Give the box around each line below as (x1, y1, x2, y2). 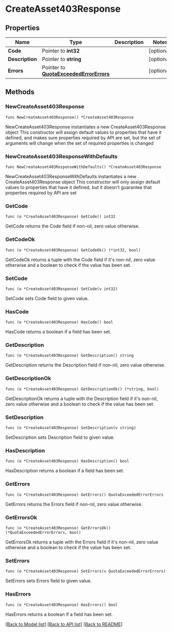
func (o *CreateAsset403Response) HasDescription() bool (5, 459, 130, 464)
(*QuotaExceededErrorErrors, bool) (5, 530, 81, 535)
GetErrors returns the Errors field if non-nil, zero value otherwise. (5, 501, 143, 507)
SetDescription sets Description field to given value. (5, 434, 115, 440)
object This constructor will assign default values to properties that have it (5, 129, 162, 135)
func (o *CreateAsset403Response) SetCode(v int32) (5, 286, 118, 291)
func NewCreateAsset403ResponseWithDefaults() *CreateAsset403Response (5, 164, 161, 170)
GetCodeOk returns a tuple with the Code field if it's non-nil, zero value (5, 257, 156, 263)
